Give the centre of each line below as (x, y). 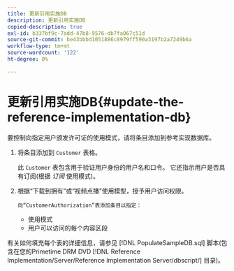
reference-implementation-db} (99, 117)
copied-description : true (45, 27)
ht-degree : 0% (28, 59)
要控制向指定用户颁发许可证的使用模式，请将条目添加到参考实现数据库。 (111, 138)
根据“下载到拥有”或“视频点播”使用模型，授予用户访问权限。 (102, 191)
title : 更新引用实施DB (37, 14)
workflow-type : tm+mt (39, 46)
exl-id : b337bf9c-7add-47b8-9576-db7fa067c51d (76, 33)
